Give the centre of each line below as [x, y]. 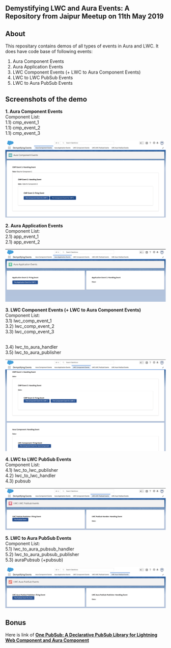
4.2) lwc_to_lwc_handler [31, 476]
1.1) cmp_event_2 [23, 128]
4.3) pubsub [18, 481]
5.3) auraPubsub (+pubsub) [34, 560]
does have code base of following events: [49, 52]
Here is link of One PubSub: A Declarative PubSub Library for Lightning [81, 635]
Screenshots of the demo [46, 99]
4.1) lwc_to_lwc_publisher [32, 470]
